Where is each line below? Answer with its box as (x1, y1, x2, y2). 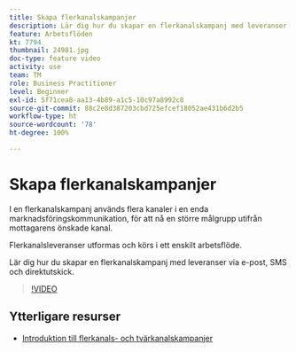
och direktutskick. (9, 266, 74, 277)
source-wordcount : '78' (9, 121, 97, 129)
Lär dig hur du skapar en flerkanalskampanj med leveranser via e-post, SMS (9, 256, 288, 267)
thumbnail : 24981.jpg (9, 46, 90, 55)
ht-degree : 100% (9, 129, 69, 137)
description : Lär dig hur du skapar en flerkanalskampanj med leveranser (9, 21, 288, 30)
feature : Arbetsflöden (9, 29, 93, 38)
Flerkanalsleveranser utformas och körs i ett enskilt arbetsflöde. (9, 239, 242, 250)
